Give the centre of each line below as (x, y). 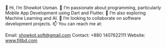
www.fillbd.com (21, 40)
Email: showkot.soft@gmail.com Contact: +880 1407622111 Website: (75, 35)
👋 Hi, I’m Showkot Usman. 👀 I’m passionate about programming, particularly (83, 8)
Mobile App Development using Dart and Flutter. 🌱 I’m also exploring (75, 13)
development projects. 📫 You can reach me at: (54, 24)
